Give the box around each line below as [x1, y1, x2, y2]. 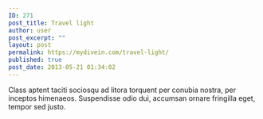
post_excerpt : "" [8, 33, 66, 42]
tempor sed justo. [8, 102, 66, 111]
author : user [8, 26, 52, 34]
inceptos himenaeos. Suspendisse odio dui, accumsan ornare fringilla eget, [8, 93, 256, 103]
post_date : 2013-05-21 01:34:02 [8, 63, 116, 71]
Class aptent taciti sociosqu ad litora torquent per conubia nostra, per [8, 85, 237, 94]
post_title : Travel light [8, 19, 94, 27]
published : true [8, 56, 62, 64]
